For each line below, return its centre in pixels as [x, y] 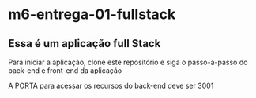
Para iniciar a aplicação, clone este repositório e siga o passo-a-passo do [128, 62]
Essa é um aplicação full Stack [85, 44]
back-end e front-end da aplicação [65, 71]
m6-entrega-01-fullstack [92, 15]
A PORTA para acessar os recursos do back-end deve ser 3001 [111, 85]
